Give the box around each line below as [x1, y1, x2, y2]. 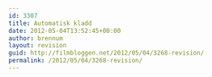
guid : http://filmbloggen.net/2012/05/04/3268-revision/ [8, 49, 205, 57]
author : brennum [8, 34, 63, 43]
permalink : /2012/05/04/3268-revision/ [8, 57, 143, 65]
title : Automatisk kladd [8, 19, 92, 27]
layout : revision [8, 42, 67, 50]
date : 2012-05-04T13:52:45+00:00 [8, 26, 121, 34]
